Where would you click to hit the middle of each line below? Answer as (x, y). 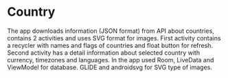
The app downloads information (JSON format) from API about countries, (111, 31)
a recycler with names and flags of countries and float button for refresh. (110, 45)
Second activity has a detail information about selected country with (104, 53)
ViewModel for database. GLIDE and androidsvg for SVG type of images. (110, 67)
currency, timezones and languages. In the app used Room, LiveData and (111, 60)
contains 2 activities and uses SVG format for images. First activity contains (114, 38)
